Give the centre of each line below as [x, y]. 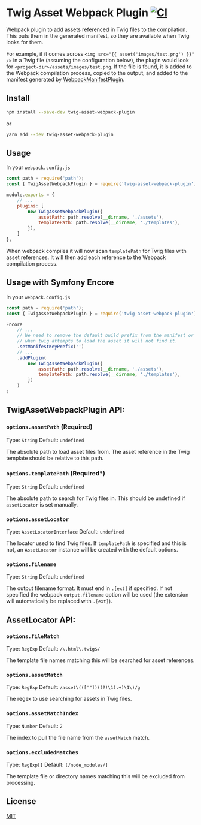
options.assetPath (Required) [49, 427]
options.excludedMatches [42, 752]
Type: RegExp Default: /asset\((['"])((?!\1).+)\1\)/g [73, 687]
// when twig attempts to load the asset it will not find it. [98, 341]
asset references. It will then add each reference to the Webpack [86, 257]
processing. [21, 783]
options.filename [31, 564]
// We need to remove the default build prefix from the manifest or [106, 336]
